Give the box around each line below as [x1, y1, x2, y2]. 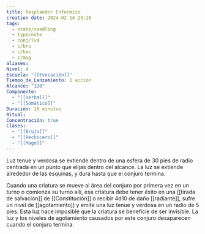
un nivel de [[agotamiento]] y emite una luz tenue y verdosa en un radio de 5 [6, 201, 199, 208]
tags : [6, 20, 20, 26]
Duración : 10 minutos [6, 105, 62, 112]
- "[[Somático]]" [12, 100, 56, 106]
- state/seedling [12, 26, 56, 32]
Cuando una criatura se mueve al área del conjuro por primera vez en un [6, 181, 190, 189]
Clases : [6, 123, 26, 129]
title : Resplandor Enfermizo [6, 9, 81, 15]
